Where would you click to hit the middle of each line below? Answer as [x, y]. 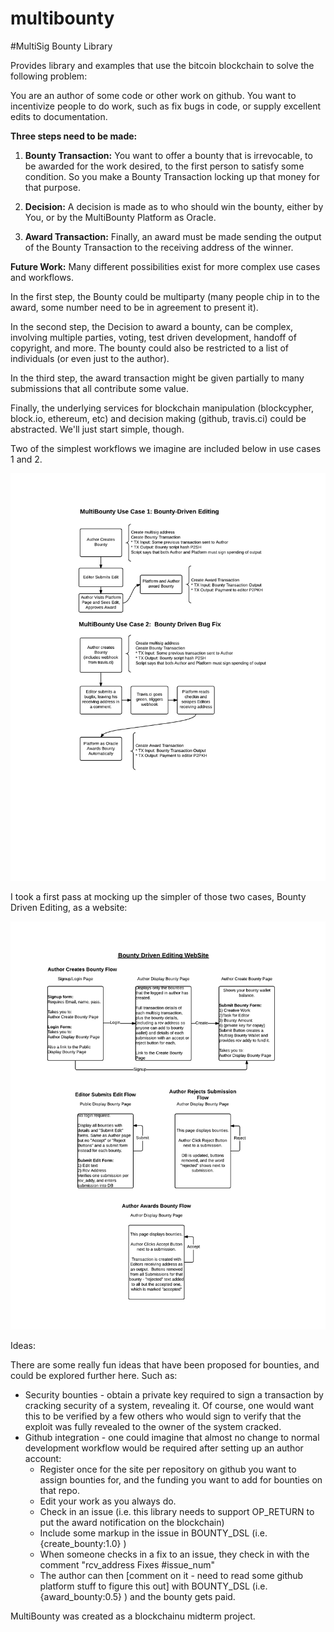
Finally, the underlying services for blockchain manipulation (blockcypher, [162, 408]
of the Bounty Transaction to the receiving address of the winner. [159, 247]
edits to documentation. [59, 116]
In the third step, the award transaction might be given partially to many [157, 378]
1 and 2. [26, 459]
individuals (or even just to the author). [90, 358]
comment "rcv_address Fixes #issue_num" [127, 1564]
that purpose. [52, 187]
